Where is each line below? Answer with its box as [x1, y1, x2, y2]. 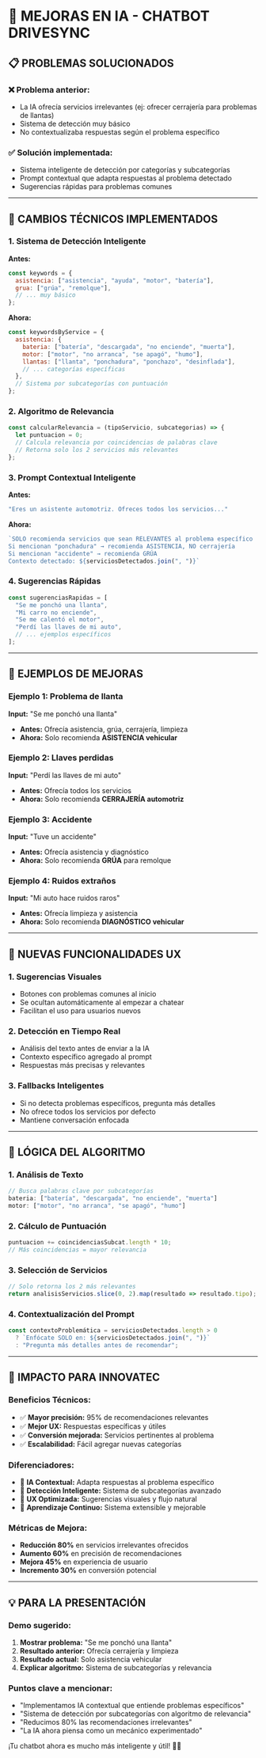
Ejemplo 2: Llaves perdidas [8, 752, 114, 763]
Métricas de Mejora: [8, 1522, 88, 1533]
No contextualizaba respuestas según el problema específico [19, 127, 220, 137]
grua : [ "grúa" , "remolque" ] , [15, 284, 112, 292]
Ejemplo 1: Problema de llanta [8, 691, 123, 702]
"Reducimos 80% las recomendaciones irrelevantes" [19, 1718, 192, 1727]
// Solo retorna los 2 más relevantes [8, 1282, 136, 1291]
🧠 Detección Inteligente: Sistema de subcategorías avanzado [19, 1486, 222, 1495]
